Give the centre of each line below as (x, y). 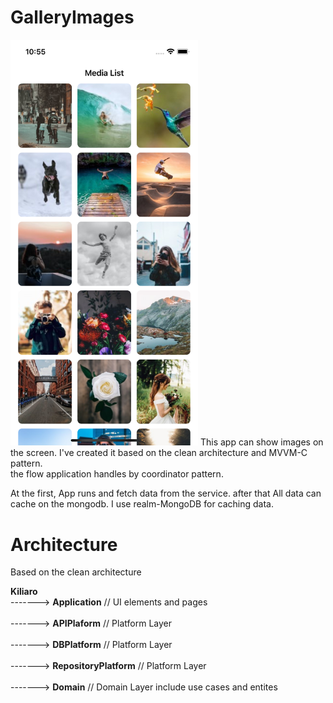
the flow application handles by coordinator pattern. (117, 474)
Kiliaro (24, 592)
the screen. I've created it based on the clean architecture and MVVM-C (159, 453)
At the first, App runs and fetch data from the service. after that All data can (166, 493)
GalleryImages (72, 17)
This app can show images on (261, 442)
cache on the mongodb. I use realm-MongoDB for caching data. (142, 504)
